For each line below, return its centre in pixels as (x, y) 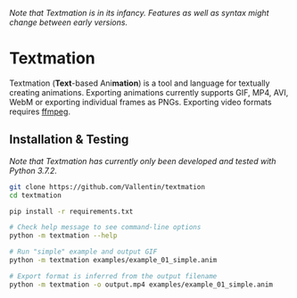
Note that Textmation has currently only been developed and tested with (143, 161)
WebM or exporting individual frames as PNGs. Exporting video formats (140, 102)
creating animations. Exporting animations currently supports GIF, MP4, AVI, (149, 92)
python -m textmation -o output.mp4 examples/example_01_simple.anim (141, 285)
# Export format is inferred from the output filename (113, 276)
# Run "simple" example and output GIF (83, 252)
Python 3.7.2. (33, 170)
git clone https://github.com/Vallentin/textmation (107, 186)
